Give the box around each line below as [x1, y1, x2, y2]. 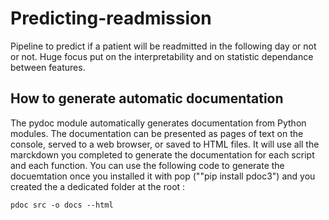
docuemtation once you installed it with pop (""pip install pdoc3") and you [10, 170, 316, 182]
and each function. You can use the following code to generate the [10, 159, 285, 171]
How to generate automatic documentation [10, 90, 284, 107]
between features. [10, 61, 86, 73]
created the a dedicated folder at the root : [10, 180, 186, 192]
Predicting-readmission [10, 7, 212, 30]
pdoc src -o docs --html [10, 200, 114, 210]
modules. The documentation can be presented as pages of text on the [10, 127, 304, 139]
